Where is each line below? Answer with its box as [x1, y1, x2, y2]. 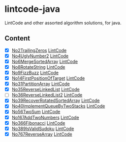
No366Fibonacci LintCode [11, 120, 65, 126]
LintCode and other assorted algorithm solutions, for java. [4, 20, 122, 26]
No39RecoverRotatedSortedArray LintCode [11, 97, 100, 103]
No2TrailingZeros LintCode [11, 47, 67, 53]
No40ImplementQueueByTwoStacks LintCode [11, 103, 105, 109]
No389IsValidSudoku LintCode [11, 125, 74, 132]
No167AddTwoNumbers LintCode [11, 114, 79, 120]
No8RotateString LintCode [11, 64, 65, 70]
